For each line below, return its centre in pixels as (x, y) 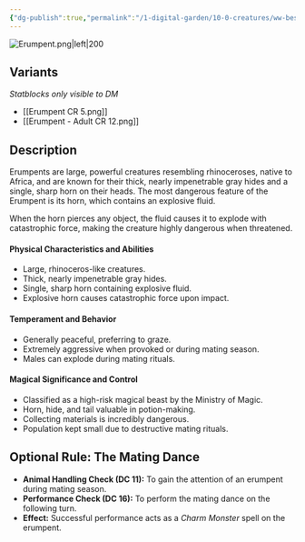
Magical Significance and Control (74, 379)
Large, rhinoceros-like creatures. (84, 269)
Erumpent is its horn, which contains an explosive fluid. (113, 201)
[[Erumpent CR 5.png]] (65, 112)
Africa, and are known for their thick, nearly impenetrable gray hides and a (149, 182)
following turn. (49, 508)
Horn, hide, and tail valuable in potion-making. (109, 409)
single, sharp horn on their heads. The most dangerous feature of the (139, 191)
